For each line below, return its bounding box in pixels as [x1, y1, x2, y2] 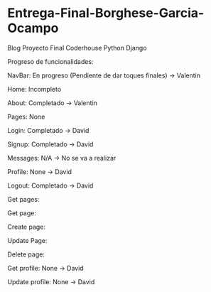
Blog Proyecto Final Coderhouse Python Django [7, 43, 147, 52]
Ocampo [7, 20, 59, 36]
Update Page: [7, 236, 48, 244]
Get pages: [7, 195, 40, 203]
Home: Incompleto [7, 85, 62, 93]
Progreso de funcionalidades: [7, 57, 94, 65]
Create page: [7, 222, 46, 231]
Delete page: [7, 250, 45, 259]
